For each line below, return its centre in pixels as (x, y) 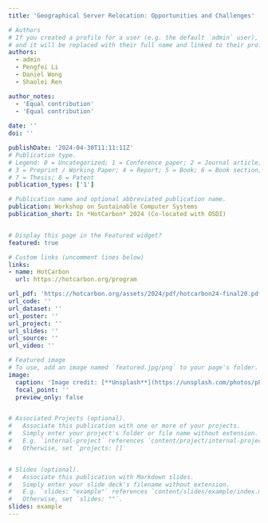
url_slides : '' (33, 331)
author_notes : (32, 96)
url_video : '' (32, 346)
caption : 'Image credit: (57, 382)
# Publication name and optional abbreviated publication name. (117, 199)
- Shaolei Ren (39, 82)
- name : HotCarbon (39, 272)
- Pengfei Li (37, 67)
